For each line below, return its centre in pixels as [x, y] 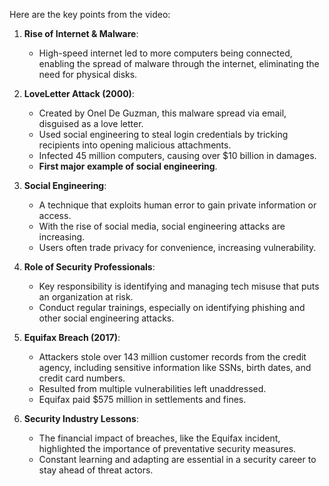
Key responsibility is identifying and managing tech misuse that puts [179, 286]
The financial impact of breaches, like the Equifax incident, [159, 438]
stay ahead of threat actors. [96, 470]
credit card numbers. [82, 378]
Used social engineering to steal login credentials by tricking [163, 134]
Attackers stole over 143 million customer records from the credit [172, 357]
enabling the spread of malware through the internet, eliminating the [179, 63]
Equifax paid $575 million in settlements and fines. [142, 399]
